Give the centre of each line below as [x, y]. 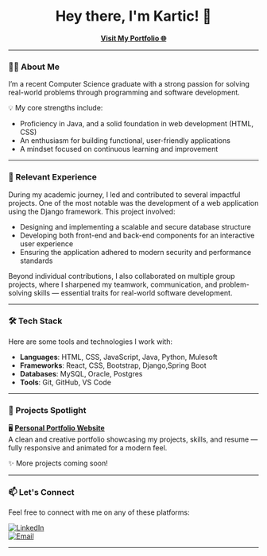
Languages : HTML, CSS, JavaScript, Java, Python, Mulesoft [118, 357]
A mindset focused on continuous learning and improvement [119, 149]
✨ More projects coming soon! [58, 463]
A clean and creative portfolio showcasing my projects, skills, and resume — [133, 439]
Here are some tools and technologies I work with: [91, 342]
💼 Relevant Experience [52, 177]
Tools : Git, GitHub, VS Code [65, 382]
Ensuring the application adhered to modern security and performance [135, 252]
